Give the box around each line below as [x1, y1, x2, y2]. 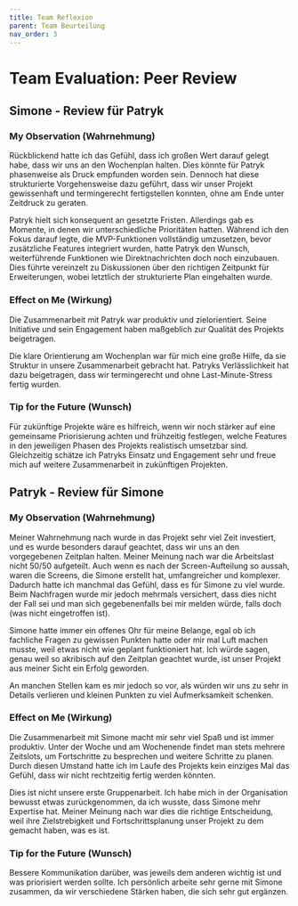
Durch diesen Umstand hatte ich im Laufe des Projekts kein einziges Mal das [9, 760, 290, 771]
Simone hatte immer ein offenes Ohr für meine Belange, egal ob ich [9, 624, 256, 635]
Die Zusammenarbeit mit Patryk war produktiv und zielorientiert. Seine [9, 314, 267, 325]
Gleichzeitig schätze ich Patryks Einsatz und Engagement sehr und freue [9, 449, 277, 460]
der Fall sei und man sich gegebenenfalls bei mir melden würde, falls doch [9, 598, 282, 608]
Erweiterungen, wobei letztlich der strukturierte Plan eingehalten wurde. [9, 272, 273, 282]
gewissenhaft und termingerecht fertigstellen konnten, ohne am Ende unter [9, 188, 285, 199]
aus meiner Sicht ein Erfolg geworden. [9, 663, 149, 673]
